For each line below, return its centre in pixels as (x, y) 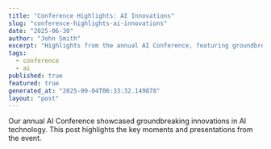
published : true (35, 76)
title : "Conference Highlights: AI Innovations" (92, 16)
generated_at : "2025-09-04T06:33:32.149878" (84, 91)
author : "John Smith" (45, 38)
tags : (17, 53)
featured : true (34, 83)
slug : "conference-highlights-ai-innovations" (88, 23)
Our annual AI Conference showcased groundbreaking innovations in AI (127, 121)
